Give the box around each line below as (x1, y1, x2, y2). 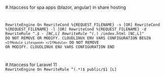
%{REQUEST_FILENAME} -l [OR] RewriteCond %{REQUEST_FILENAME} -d (5, 26, 146, 32)
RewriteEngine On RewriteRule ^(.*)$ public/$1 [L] (5, 67, 117, 72)
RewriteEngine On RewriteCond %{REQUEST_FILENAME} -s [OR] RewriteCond (5, 22, 160, 27)
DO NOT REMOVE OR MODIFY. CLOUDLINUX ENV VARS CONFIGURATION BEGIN (5, 35, 151, 41)
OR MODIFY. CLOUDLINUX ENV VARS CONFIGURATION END (5, 44, 115, 50)
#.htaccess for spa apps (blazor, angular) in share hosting (5, 5, 126, 10)
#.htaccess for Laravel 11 (5, 61, 57, 67)
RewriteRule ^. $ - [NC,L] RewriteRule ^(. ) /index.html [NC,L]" (5, 31, 144, 36)
